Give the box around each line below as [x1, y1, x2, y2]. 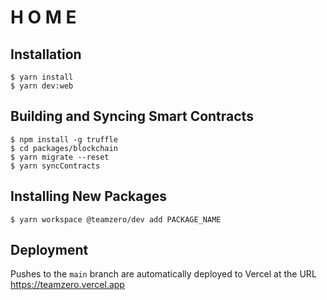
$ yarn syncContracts [10, 161, 101, 171]
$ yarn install [10, 72, 74, 82]
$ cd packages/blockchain [10, 143, 118, 153]
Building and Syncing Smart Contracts [10, 108, 254, 125]
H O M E [10, 6, 77, 29]
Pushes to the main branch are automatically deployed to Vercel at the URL [10, 268, 317, 280]
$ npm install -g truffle [10, 134, 118, 145]
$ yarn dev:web [10, 81, 74, 91]
